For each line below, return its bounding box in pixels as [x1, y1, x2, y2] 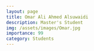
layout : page [6, 8, 38, 15]
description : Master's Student [6, 19, 83, 25]
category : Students [6, 36, 54, 42]
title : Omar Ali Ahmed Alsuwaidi [6, 14, 89, 20]
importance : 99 [6, 30, 44, 36]
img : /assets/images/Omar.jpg [6, 25, 81, 31]
